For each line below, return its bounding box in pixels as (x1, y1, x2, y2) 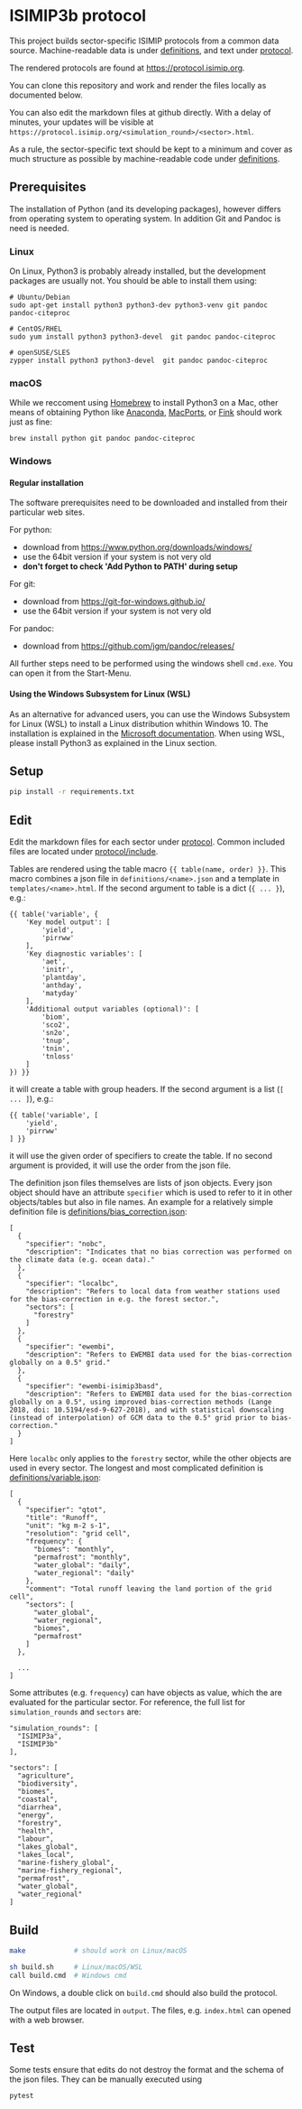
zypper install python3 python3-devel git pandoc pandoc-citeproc (9, 356, 269, 366)
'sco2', (41, 1021, 70, 1030)
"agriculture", (17, 1771, 75, 1780)
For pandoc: (9, 623, 55, 634)
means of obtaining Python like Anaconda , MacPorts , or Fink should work (9, 407, 282, 418)
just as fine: (9, 416, 52, 427)
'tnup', (41, 1036, 70, 1046)
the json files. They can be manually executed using (9, 2074, 203, 2085)
